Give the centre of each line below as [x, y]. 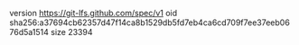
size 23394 [72, 32]
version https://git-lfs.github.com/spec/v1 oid [93, 13]
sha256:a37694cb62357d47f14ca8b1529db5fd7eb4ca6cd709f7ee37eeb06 [150, 22]
